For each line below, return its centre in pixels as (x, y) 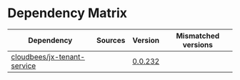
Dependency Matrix (67, 13)
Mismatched (198, 36)
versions (197, 44)
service (24, 66)
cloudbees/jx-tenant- (48, 56)
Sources (111, 40)
